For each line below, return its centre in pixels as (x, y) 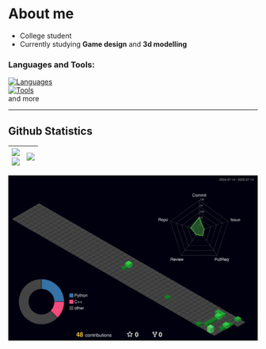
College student (46, 36)
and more (24, 99)
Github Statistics (50, 131)
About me (41, 14)
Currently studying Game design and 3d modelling (103, 44)
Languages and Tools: (51, 64)
